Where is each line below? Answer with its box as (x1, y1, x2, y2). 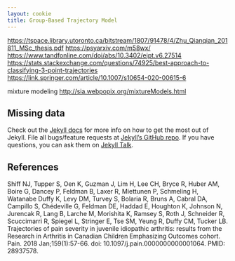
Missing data (7, 107, 65, 119)
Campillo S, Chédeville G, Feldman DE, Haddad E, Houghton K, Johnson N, (7, 202, 223, 210)
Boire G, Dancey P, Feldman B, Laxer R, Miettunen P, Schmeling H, (7, 187, 199, 196)
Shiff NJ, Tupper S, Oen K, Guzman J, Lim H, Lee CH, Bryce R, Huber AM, (7, 180, 220, 188)
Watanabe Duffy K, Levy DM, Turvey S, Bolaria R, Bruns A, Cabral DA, (7, 194, 208, 203)
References (7, 161, 59, 173)
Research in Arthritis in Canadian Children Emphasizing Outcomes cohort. (7, 232, 221, 241)
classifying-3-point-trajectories (7, 66, 98, 74)
